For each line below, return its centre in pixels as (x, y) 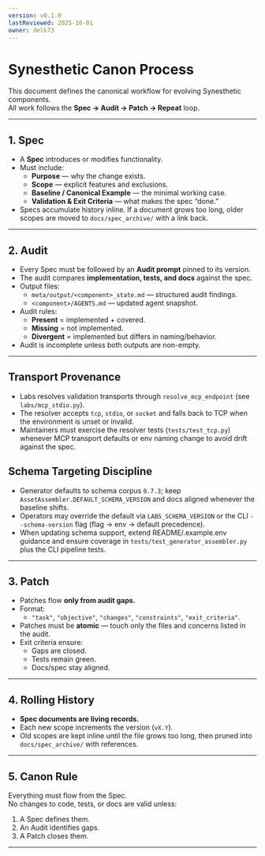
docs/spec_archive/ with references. (79, 745)
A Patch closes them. (54, 836)
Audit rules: (38, 311)
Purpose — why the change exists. (88, 176)
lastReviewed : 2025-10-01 (50, 23)
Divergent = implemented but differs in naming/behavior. (124, 336)
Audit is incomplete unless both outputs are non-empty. (110, 345)
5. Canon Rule (43, 777)
